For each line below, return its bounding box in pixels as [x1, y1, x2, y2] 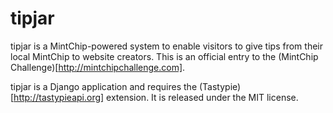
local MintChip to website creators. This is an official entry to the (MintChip [10, 50, 319, 62]
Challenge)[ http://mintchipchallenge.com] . [10, 61, 186, 73]
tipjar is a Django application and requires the [10, 80, 198, 92]
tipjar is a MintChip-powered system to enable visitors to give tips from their [10, 40, 323, 52]
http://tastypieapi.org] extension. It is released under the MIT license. [13, 91, 299, 103]
